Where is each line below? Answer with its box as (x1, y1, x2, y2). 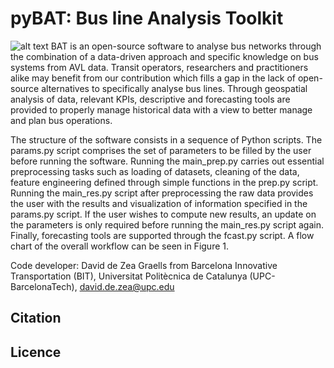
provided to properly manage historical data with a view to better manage (10, 103, 313, 116)
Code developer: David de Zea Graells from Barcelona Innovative (10, 259, 278, 271)
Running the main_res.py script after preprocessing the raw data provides (10, 187, 314, 199)
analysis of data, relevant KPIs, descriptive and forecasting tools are (10, 93, 291, 105)
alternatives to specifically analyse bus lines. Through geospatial (41, 82, 308, 94)
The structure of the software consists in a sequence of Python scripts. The (10, 133, 323, 146)
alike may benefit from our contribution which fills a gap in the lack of (10, 72, 297, 84)
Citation (10, 310, 62, 327)
